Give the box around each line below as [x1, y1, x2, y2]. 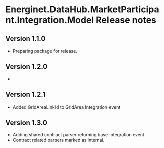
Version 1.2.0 [5, 62, 48, 71]
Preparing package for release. [12, 48, 77, 54]
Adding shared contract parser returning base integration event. [12, 132, 146, 138]
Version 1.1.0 [5, 34, 46, 43]
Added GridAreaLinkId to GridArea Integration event [12, 104, 121, 110]
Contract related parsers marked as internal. [12, 137, 105, 143]
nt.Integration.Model [5, 14, 94, 26]
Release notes [95, 14, 157, 26]
